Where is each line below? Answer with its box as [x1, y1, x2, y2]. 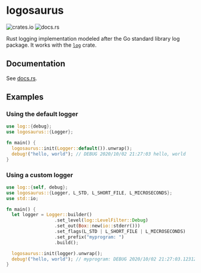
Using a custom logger [6, 171, 74, 179]
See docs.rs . [6, 74, 38, 81]
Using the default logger [6, 110, 78, 119]
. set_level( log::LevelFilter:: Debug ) [54, 217, 148, 223]
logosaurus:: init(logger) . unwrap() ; [11, 250, 103, 256]
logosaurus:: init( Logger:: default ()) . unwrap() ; [11, 145, 133, 151]
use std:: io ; [6, 195, 39, 201]
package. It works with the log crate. [6, 41, 97, 48]
